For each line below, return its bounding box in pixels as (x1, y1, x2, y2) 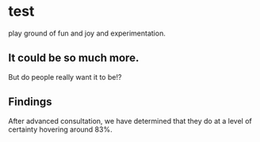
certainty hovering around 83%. (8, 125, 113, 134)
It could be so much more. (8, 51, 140, 65)
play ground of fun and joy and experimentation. (8, 28, 166, 38)
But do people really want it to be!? (8, 72, 122, 81)
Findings (8, 95, 53, 109)
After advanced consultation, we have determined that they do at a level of (8, 116, 252, 125)
